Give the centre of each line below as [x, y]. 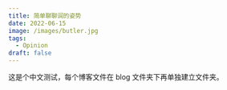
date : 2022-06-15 [37, 23]
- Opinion [32, 46]
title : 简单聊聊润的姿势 [45, 16]
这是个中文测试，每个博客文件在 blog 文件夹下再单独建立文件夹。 [116, 77]
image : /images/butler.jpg [53, 31]
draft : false [30, 53]
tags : [17, 38]
